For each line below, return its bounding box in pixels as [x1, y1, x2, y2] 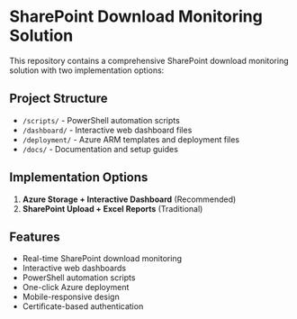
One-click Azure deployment [22, 282, 130, 293]
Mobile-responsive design [22, 291, 120, 303]
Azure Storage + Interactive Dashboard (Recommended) [22, 194, 237, 205]
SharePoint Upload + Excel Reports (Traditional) [22, 203, 203, 214]
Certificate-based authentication [22, 301, 144, 312]
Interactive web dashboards [22, 263, 127, 274]
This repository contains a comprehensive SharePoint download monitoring [9, 55, 290, 66]
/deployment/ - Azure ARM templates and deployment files [22, 133, 240, 145]
